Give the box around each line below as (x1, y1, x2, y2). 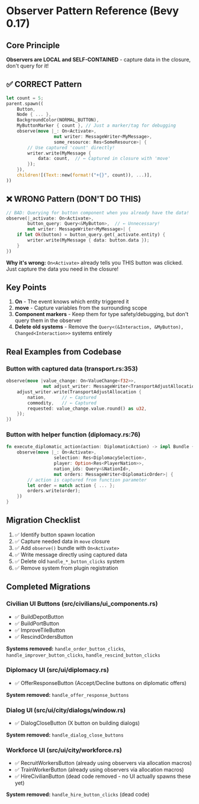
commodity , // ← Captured (27, 400, 97, 406)
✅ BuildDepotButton (14, 613, 64, 620)
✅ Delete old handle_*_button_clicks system (14, 558, 125, 565)
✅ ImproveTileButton (14, 626, 66, 633)
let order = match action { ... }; (27, 483, 115, 488)
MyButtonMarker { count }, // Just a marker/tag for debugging (17, 123, 176, 128)
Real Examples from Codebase (6, 346, 122, 356)
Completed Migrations (6, 582, 91, 592)
